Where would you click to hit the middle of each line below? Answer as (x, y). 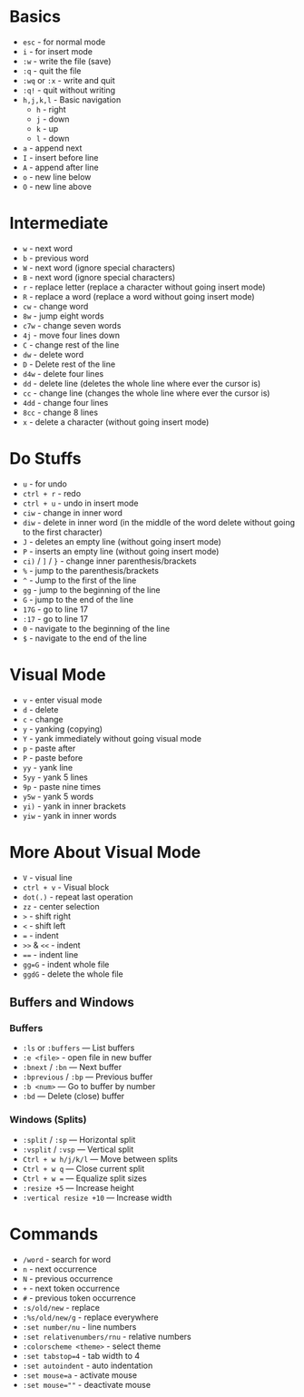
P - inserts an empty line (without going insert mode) (121, 551)
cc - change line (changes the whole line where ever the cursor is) (146, 393)
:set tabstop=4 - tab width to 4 (81, 1355)
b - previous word (55, 258)
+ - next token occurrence (71, 1288)
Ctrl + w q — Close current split (83, 1168)
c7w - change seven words (72, 325)
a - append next (52, 148)
